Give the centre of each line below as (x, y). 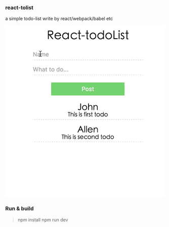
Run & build (19, 209)
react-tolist (19, 8)
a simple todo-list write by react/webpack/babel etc (59, 19)
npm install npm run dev (43, 219)
